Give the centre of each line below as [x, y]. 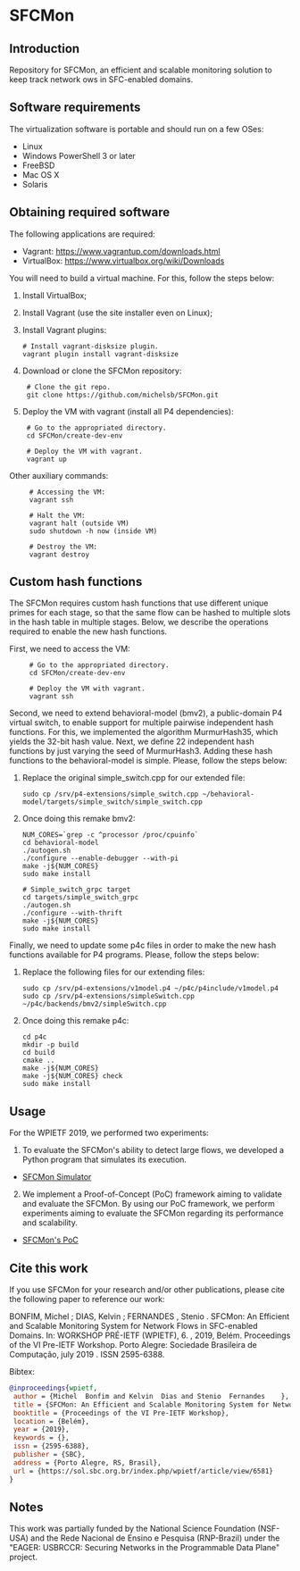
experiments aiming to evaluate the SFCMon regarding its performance [153, 1213]
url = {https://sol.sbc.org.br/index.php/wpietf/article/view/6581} [143, 1471]
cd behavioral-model [60, 843]
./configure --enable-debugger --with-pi [100, 858]
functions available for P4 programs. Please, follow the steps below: [134, 955]
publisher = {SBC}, [50, 1455]
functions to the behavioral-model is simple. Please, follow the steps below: [148, 761]
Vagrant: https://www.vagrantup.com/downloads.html [121, 251]
